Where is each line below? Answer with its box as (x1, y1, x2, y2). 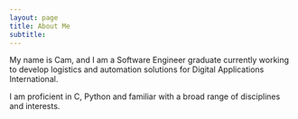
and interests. (9, 101, 61, 112)
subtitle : (9, 30, 47, 39)
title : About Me (9, 22, 70, 31)
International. (9, 74, 59, 85)
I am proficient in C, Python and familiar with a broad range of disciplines (9, 91, 281, 102)
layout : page (9, 13, 59, 23)
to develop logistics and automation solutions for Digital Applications (9, 64, 265, 75)
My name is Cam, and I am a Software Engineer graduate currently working (9, 55, 290, 66)
